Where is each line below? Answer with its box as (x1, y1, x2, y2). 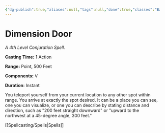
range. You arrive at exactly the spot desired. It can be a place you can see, (5, 97, 158, 103)
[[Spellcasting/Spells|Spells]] (5, 122, 64, 128)
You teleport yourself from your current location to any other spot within (5, 91, 151, 98)
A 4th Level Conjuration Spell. (5, 44, 65, 50)
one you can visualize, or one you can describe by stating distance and (5, 102, 149, 108)
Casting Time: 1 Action (5, 54, 52, 60)
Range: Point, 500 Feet (5, 63, 52, 69)
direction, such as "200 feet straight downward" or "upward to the (5, 107, 139, 113)
